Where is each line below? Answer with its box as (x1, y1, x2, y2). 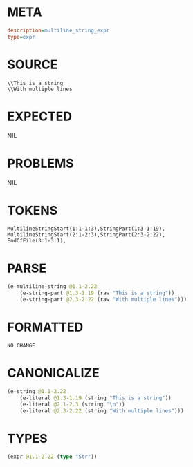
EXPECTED (7, 108, 73, 124)
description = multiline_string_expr (7, 27, 110, 34)
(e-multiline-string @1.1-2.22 (7, 283, 98, 290)
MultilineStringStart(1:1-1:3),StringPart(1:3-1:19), (7, 225, 166, 232)
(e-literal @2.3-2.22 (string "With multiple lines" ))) (19, 407, 185, 414)
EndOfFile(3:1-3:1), (7, 238, 67, 245)
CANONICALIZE (7, 365, 100, 381)
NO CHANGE (7, 342, 36, 349)
